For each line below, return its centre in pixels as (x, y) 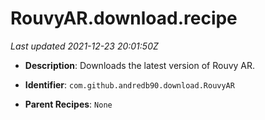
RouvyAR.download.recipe (124, 18)
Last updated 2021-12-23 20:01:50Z (84, 46)
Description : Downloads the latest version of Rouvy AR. (140, 65)
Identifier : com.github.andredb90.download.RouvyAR (129, 84)
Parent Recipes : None (68, 104)
